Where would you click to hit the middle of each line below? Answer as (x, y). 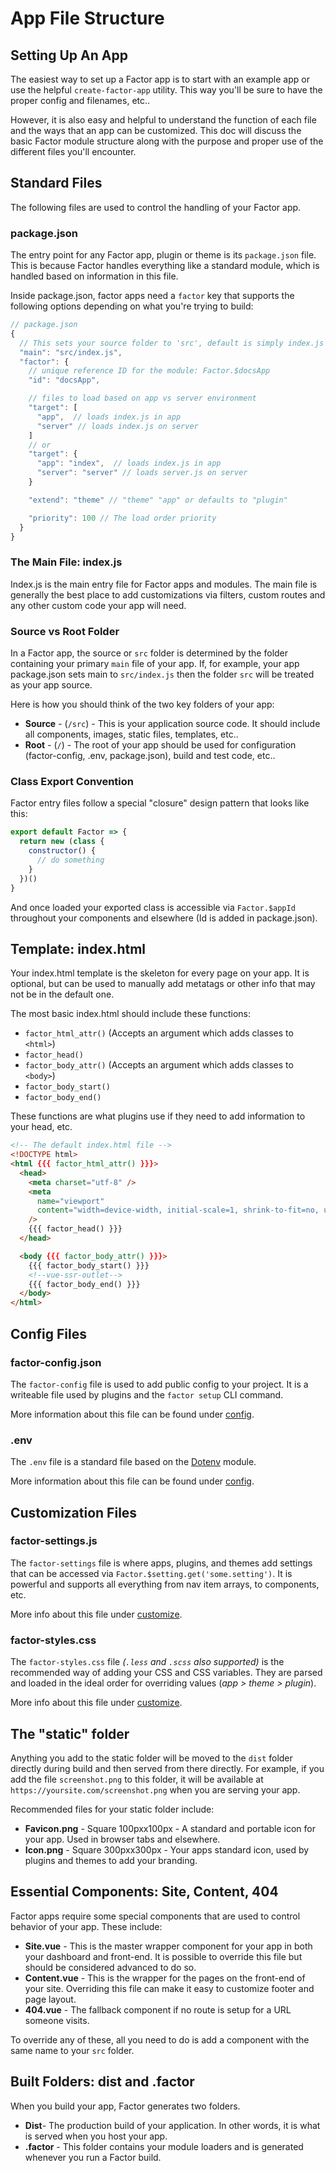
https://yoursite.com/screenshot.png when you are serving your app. (155, 1789)
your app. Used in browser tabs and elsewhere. (122, 1839)
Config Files (48, 1333)
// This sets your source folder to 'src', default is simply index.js (172, 343)
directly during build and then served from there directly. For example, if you (167, 1768)
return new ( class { (62, 842)
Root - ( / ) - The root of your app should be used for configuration (160, 745)
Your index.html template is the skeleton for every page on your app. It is (160, 973)
